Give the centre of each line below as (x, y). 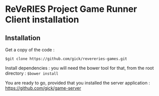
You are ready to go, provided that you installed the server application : (78, 83)
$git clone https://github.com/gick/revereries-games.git (66, 59)
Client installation (42, 20)
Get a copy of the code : (30, 50)
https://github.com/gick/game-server (43, 88)
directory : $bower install (32, 73)
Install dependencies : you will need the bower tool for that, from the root (79, 68)
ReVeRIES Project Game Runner (71, 9)
